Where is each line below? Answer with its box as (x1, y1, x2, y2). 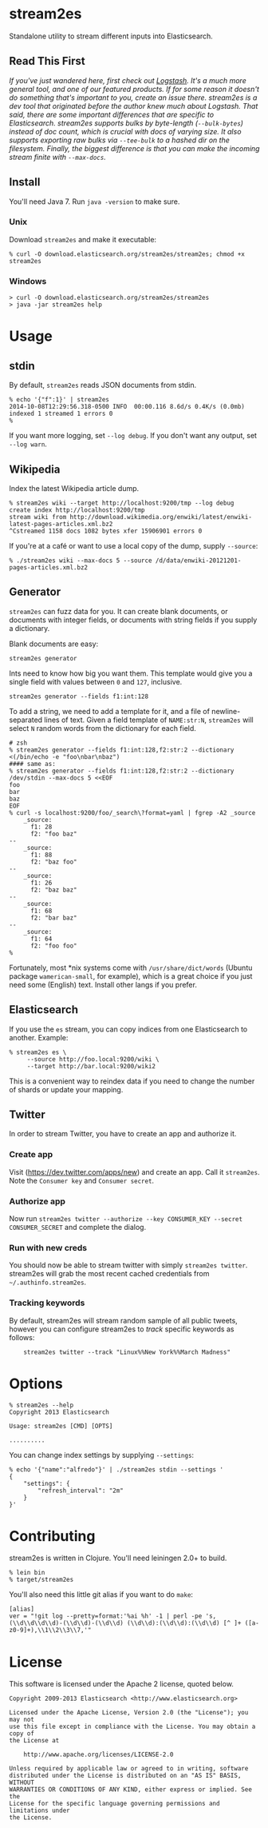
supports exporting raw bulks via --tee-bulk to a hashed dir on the (9, 135, 230, 145)
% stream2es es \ (9, 1048, 67, 1056)
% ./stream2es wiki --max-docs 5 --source (9, 557, 152, 565)
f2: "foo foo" (30, 941, 78, 950)
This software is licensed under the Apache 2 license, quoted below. (9, 1679, 235, 1689)
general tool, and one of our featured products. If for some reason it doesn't (9, 84, 260, 94)
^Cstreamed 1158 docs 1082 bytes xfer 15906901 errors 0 (9, 527, 203, 535)
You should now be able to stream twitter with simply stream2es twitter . (9, 1260, 248, 1270)
